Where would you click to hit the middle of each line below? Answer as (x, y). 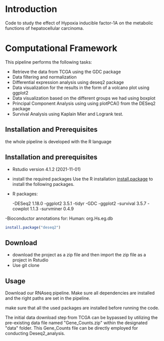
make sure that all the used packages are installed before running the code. (82, 308)
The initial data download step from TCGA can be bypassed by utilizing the (82, 317)
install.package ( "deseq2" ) (33, 227)
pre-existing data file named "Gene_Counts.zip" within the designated (76, 323)
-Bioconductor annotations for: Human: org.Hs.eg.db (59, 218)
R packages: (25, 194)
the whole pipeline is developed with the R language (58, 141)
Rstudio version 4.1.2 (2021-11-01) (46, 169)
